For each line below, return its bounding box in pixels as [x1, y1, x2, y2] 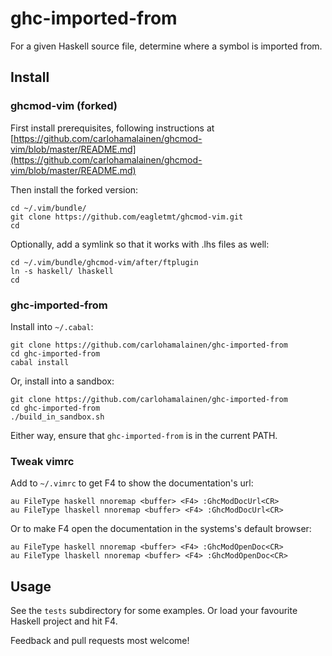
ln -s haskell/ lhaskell [10, 266, 114, 276]
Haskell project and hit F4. [10, 615, 118, 627]
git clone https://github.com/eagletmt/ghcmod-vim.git [10, 212, 244, 222]
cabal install [10, 357, 70, 367]
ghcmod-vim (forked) [10, 99, 118, 113]
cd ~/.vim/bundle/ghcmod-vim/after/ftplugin [10, 257, 199, 267]
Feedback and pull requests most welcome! [10, 635, 190, 647]
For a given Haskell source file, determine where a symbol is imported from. [10, 40, 323, 52]
